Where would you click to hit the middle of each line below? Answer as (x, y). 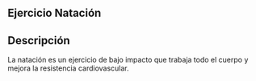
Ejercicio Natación (55, 13)
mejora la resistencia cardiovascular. (69, 68)
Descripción (39, 40)
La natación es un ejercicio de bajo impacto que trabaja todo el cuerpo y (128, 60)
